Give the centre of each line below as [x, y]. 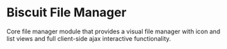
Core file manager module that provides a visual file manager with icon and [113, 31]
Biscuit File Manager [66, 13]
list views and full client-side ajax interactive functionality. [89, 38]
